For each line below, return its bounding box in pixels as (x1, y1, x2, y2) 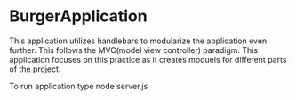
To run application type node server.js (9, 81, 148, 91)
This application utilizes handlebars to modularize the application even (9, 35, 268, 46)
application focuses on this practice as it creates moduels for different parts (9, 54, 287, 65)
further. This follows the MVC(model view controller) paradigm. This (9, 44, 259, 55)
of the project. (9, 64, 61, 74)
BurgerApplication (9, 6, 148, 27)
